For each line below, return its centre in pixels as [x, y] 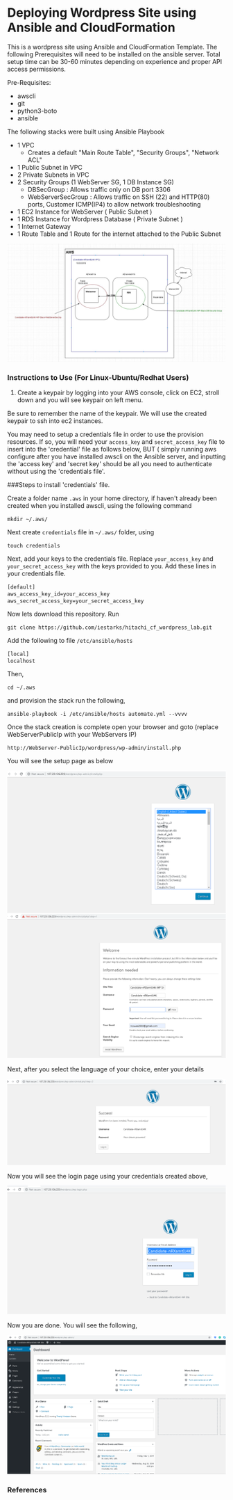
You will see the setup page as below [60, 760]
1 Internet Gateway [44, 226]
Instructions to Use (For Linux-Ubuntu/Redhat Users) [98, 377]
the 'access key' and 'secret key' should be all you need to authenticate [110, 463]
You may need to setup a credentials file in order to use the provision [106, 434]
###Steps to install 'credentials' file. [59, 484]
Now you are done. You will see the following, [72, 1325]
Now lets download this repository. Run [63, 614]
